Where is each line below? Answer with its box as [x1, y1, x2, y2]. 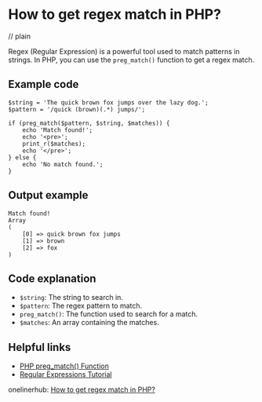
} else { [8, 153, 37, 162]
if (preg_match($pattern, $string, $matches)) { [8, 119, 170, 127]
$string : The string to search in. [19, 293, 124, 302]
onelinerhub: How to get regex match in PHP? [8, 385, 155, 394]
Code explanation [8, 272, 96, 285]
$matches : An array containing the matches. [19, 318, 159, 327]
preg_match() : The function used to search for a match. [19, 309, 198, 319]
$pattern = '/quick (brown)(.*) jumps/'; [8, 105, 146, 113]
